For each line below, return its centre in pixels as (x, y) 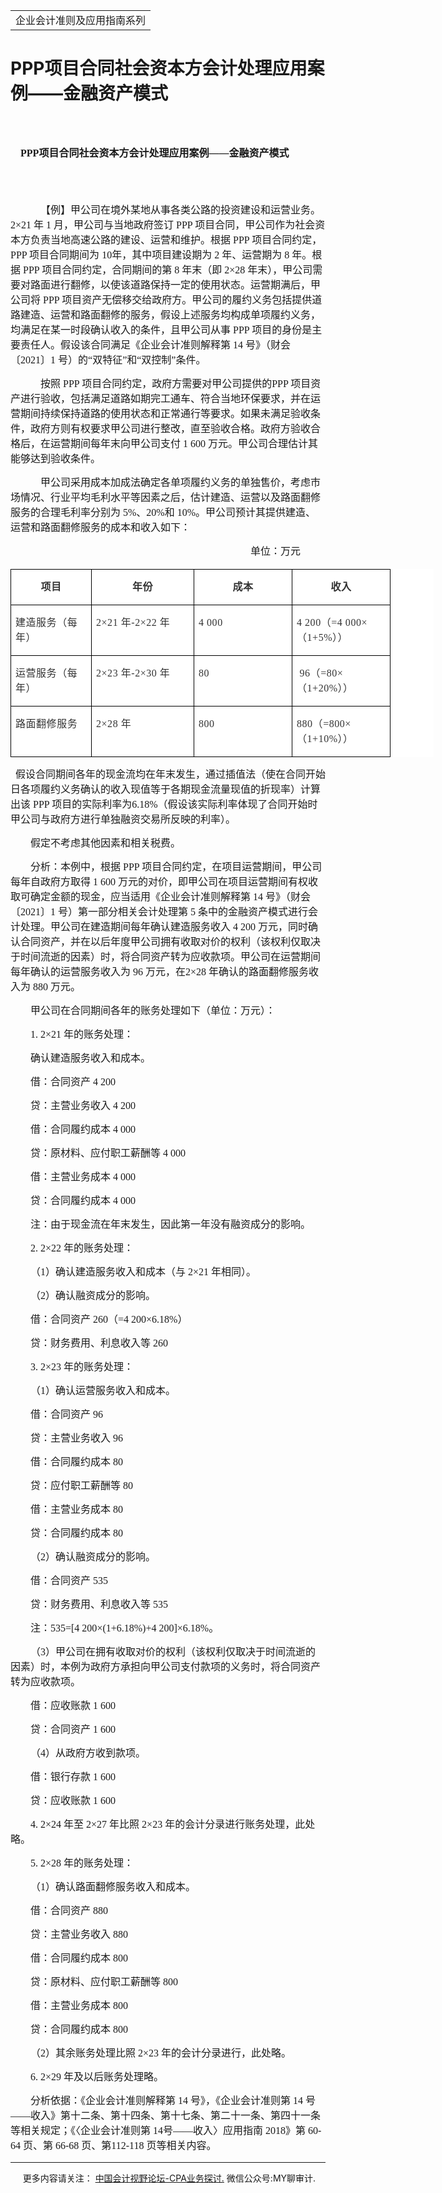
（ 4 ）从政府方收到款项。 (88, 1753)
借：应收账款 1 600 (73, 1705)
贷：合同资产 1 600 (73, 1729)
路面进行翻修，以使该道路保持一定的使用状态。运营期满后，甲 (176, 285)
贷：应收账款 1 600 (73, 1800)
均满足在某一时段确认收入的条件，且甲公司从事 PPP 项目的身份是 (161, 330)
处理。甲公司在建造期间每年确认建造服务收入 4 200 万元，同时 (164, 927)
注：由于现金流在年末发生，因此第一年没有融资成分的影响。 (171, 1224)
